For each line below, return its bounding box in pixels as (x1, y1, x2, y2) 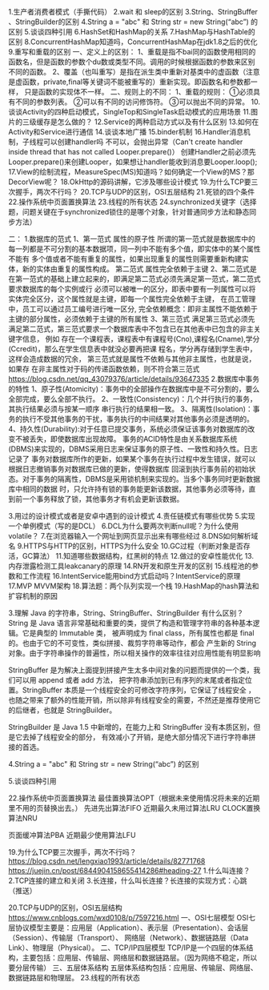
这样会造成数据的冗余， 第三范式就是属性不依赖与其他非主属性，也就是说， (8, 355, 256, 363)
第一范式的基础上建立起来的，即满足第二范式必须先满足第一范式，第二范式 (14, 275, 261, 283)
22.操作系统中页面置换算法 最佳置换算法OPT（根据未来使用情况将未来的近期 (8, 793, 260, 803)
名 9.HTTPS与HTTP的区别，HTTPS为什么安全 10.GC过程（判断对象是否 (8, 541, 244, 551)
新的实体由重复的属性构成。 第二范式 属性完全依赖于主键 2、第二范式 (22, 264, 251, 274)
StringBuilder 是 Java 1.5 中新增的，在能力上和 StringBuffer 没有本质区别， (8, 723, 254, 731)
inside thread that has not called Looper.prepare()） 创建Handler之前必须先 (8, 147, 256, 156)
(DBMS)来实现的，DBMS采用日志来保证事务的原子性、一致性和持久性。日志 (8, 444, 258, 454)
